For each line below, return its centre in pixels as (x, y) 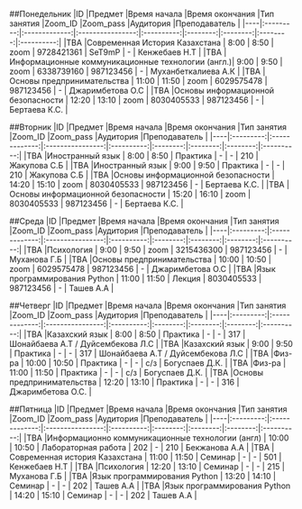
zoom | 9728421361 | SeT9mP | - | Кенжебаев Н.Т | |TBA (116, 52)
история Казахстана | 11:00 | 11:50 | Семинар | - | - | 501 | (173, 457)
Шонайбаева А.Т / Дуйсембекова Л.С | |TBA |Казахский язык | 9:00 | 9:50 (151, 344)
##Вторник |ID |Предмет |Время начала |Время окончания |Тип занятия (148, 127)
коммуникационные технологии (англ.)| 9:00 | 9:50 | (182, 62)
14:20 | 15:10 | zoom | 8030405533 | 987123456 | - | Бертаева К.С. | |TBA (147, 184)
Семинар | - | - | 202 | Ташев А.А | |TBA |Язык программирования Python (150, 486)
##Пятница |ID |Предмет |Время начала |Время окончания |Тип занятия (148, 409)
